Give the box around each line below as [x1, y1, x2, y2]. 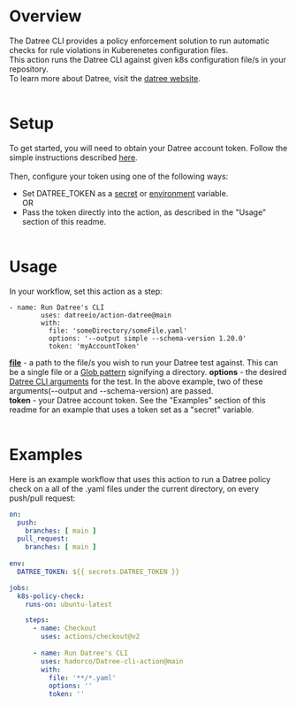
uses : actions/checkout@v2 [41, 633, 140, 641]
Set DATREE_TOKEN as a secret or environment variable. [21, 188, 229, 198]
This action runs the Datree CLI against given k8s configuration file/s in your [9, 54, 287, 65]
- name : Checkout [32, 624, 97, 633]
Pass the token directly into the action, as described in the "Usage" [21, 206, 267, 218]
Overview [9, 6, 82, 27]
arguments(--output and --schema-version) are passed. [9, 385, 214, 395]
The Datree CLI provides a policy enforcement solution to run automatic [9, 35, 269, 46]
